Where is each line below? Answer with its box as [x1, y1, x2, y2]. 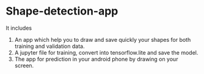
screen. [14, 62, 34, 69]
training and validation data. [14, 42, 85, 50]
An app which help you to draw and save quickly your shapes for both [14, 36, 191, 43]
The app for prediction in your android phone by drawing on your [14, 55, 178, 62]
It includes [5, 24, 32, 32]
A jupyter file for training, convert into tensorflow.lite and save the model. [14, 49, 199, 56]
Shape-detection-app [5, 4, 118, 18]
